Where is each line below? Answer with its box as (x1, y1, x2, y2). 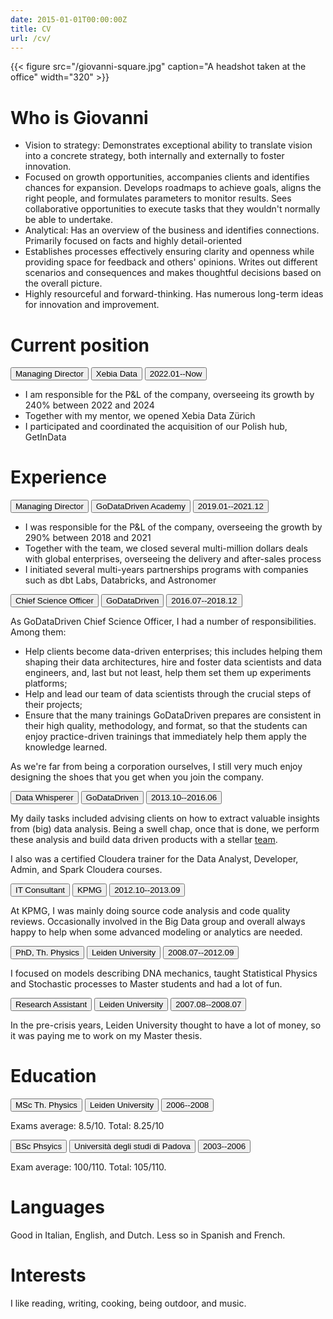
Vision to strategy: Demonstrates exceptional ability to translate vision (24, 139, 313, 151)
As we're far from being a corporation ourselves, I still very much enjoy (10, 761, 303, 773)
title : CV (10, 24, 52, 34)
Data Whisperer (15, 792, 74, 803)
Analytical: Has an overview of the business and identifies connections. (24, 224, 320, 236)
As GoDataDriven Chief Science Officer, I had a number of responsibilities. (10, 616, 317, 628)
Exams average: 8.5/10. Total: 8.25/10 (10, 1120, 165, 1132)
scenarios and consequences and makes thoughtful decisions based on (24, 267, 322, 279)
